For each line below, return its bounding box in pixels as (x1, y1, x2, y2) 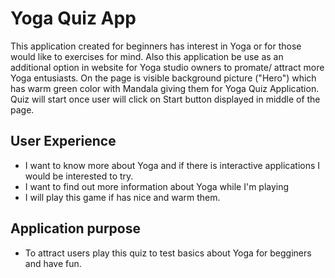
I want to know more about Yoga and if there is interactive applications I (24, 159, 321, 171)
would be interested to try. (24, 170, 134, 182)
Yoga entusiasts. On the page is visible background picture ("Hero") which (10, 72, 317, 84)
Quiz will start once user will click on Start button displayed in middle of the (10, 93, 321, 105)
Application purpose (10, 220, 142, 237)
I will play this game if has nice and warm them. (24, 191, 221, 203)
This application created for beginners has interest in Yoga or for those (10, 40, 302, 52)
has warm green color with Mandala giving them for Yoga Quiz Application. (10, 82, 320, 94)
